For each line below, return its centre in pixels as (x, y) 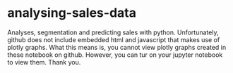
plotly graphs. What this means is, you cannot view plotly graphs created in (117, 47)
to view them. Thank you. (44, 62)
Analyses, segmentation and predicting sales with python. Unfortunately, (113, 32)
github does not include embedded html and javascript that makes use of (114, 39)
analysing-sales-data (72, 13)
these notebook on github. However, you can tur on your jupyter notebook (115, 55)
